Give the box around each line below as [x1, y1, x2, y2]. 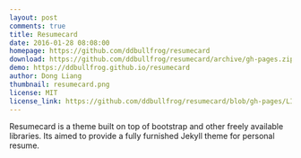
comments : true [9, 22, 66, 31]
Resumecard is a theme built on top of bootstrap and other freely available [9, 121, 284, 132]
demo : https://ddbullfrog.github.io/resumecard [9, 64, 191, 73]
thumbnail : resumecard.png [9, 80, 110, 89]
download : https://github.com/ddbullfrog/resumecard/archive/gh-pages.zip [9, 55, 295, 64]
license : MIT [9, 88, 58, 97]
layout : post [9, 13, 58, 22]
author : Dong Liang [9, 72, 82, 81]
